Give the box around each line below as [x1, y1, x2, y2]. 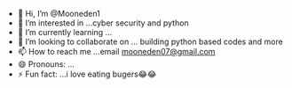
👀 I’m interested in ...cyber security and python [17, 18, 189, 28]
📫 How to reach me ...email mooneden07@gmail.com [17, 47, 216, 56]
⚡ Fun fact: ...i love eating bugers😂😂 [17, 69, 157, 79]
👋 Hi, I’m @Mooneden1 [17, 9, 100, 18]
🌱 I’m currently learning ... [17, 27, 113, 37]
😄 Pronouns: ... [17, 59, 75, 70]
